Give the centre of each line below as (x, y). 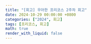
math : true (17, 29)
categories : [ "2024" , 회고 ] (34, 19)
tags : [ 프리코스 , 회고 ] (27, 24)
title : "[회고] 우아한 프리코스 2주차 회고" (46, 10)
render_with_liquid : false (34, 33)
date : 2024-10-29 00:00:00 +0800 (41, 15)
